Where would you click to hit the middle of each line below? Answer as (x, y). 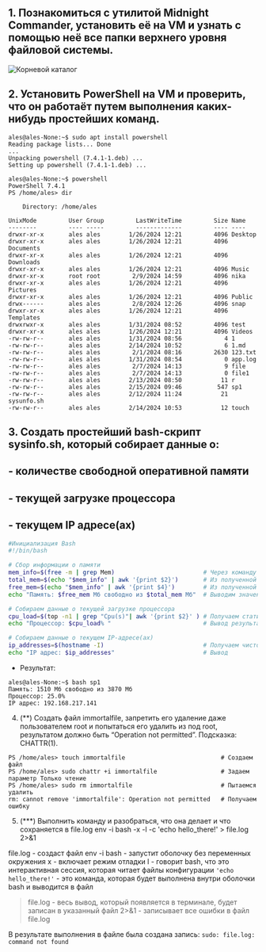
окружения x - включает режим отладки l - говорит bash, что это (119, 861)
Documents (25, 248)
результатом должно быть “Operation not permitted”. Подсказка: (128, 734)
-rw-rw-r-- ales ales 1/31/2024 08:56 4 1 (122, 338)
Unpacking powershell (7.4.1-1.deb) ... (76, 158)
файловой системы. (61, 50)
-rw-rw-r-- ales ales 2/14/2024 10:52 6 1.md (127, 345)
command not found (38, 942)
